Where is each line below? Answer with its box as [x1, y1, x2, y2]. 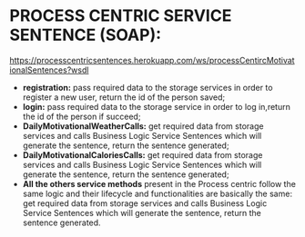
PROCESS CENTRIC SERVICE [9, 5, 232, 26]
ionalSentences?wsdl [9, 64, 89, 75]
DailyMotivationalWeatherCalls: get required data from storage [22, 120, 264, 132]
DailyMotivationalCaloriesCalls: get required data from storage [22, 149, 263, 160]
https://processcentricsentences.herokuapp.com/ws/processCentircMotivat [9, 54, 295, 65]
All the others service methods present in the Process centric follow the [22, 178, 296, 189]
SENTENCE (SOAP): [9, 25, 162, 45]
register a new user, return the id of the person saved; [22, 92, 226, 103]
